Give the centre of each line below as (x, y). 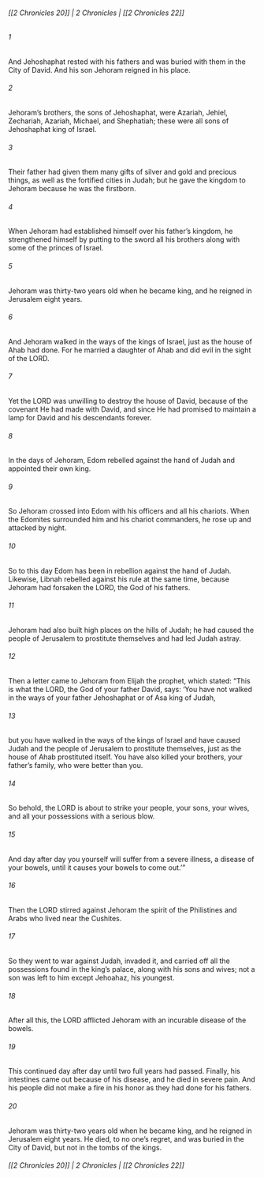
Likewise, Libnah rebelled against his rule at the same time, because (119, 579)
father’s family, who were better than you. (76, 766)
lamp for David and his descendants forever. (80, 418)
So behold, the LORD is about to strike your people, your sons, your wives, (129, 808)
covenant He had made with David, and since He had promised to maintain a (132, 409)
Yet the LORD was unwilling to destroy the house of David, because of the (128, 401)
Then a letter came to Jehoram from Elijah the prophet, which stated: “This (129, 681)
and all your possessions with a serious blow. (82, 816)
